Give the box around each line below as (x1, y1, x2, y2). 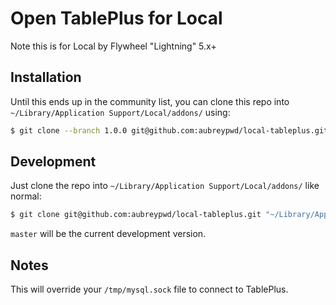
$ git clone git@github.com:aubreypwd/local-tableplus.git (10, 210, 262, 220)
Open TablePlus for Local (10, 7, 223, 30)
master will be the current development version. (10, 228, 207, 240)
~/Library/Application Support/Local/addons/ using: (10, 106, 231, 118)
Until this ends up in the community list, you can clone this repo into (10, 95, 290, 107)
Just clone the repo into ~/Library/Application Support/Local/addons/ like (10, 180, 320, 192)
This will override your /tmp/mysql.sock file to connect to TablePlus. (10, 283, 289, 296)
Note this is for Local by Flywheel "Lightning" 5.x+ (10, 40, 217, 52)
